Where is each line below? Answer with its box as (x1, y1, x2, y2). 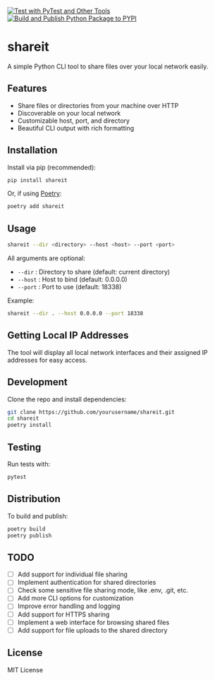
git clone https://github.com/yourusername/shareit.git (7, 408, 175, 415)
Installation (7, 145, 58, 157)
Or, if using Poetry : (7, 189, 62, 198)
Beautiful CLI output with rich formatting (17, 123, 135, 132)
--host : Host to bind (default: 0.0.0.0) (17, 275, 128, 284)
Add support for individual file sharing (17, 570, 128, 578)
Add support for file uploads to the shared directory (17, 626, 168, 634)
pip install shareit (7, 176, 68, 183)
